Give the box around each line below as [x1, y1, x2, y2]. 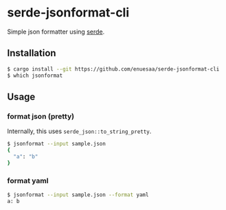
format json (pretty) [7, 111, 74, 121]
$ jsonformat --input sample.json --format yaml [7, 191, 149, 198]
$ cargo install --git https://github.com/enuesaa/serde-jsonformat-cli [7, 65, 220, 73]
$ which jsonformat [7, 72, 63, 79]
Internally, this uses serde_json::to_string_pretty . [7, 127, 152, 135]
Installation [7, 47, 56, 59]
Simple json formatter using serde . [7, 27, 105, 36]
